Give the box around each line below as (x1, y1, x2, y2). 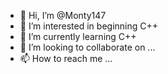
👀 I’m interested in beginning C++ (19, 20, 159, 32)
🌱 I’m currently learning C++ (19, 31, 137, 42)
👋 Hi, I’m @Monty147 (19, 10, 107, 21)
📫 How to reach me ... (19, 53, 113, 64)
